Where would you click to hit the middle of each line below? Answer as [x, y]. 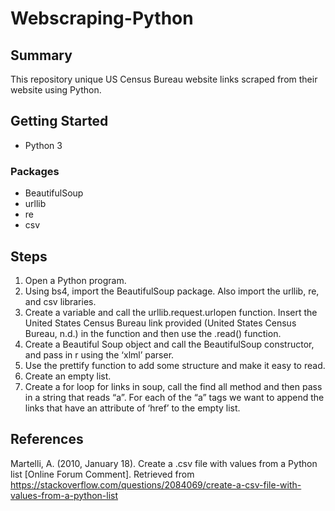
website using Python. [56, 90]
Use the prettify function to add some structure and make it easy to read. [175, 365]
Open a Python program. [75, 280]
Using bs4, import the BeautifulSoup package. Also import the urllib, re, [172, 291]
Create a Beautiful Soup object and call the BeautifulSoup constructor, [169, 344]
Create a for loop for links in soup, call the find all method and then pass [173, 386]
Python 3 [43, 145]
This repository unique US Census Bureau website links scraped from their [164, 79]
